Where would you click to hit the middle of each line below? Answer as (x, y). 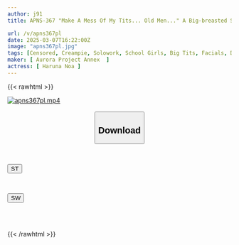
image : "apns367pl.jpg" (43, 47)
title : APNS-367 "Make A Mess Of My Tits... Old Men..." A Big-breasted (117, 21)
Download (119, 130)
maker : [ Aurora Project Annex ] (59, 60)
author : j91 (25, 14)
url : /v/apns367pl (34, 33)
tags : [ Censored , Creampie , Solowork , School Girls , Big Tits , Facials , (117, 53)
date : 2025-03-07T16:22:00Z (49, 40)
